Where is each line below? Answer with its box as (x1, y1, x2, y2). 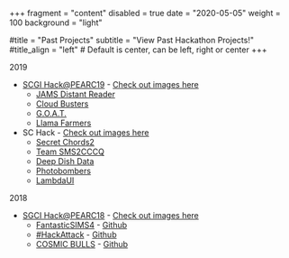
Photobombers (35, 166, 92, 176)
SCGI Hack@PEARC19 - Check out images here (22, 79, 200, 89)
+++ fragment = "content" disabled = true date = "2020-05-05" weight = (9, 8, 281, 18)
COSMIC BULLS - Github (35, 239, 129, 249)
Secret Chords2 (35, 137, 95, 147)
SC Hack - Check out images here (22, 127, 149, 138)
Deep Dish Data (35, 156, 95, 166)
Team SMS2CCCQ (35, 146, 105, 157)
